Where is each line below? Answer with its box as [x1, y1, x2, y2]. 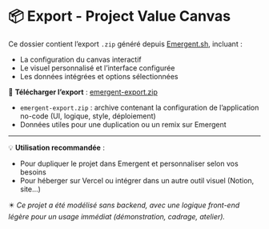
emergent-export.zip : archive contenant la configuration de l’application [19, 102, 259, 112]
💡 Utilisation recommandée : [8, 143, 106, 152]
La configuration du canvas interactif [19, 54, 142, 64]
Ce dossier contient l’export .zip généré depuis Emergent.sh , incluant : [8, 38, 243, 49]
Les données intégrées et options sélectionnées [19, 71, 179, 81]
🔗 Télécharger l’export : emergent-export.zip [8, 86, 159, 97]
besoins [19, 167, 46, 177]
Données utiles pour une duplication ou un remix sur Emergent [19, 119, 227, 129]
